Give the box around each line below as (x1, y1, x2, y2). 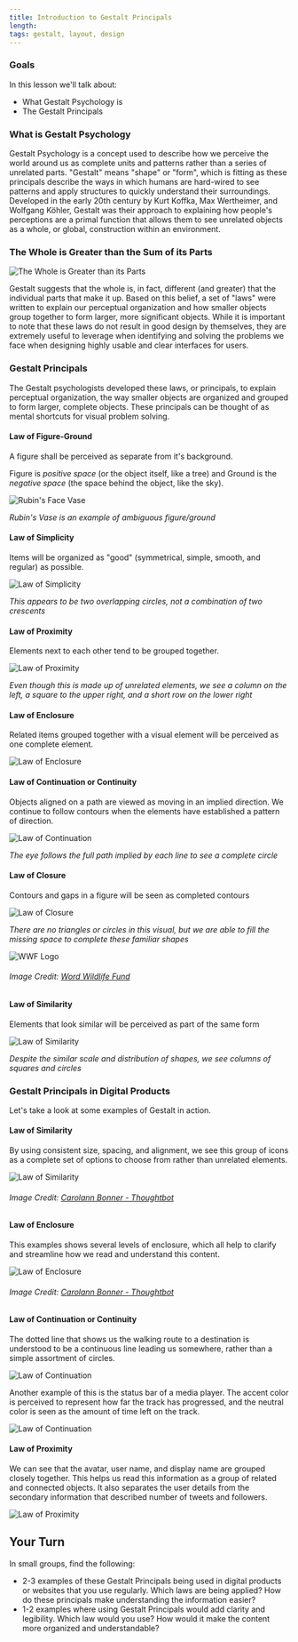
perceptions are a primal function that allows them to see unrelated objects (9, 214, 284, 225)
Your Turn (9, 1534, 65, 1550)
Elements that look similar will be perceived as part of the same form (9, 1019, 260, 1029)
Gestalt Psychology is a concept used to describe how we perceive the (9, 148, 269, 158)
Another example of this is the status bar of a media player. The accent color (9, 1387, 289, 1398)
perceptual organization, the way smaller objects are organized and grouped (9, 392, 289, 403)
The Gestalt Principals (21, 106, 104, 116)
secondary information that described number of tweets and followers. (9, 1491, 268, 1502)
